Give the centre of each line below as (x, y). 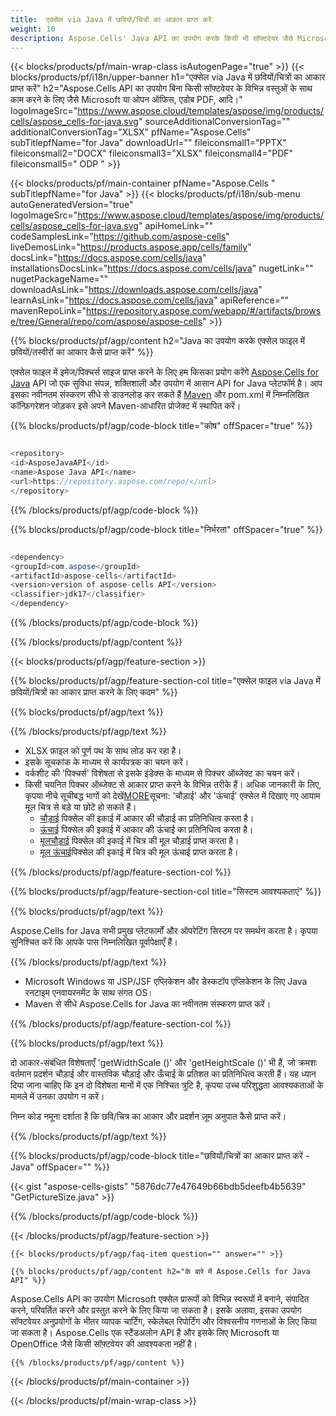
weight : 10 (33, 29)
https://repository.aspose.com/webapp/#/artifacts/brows (203, 311)
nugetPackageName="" (59, 279)
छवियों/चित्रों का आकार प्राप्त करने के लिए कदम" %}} (94, 692)
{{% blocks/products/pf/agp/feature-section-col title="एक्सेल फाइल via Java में (165, 680)
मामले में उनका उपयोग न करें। (57, 1096)
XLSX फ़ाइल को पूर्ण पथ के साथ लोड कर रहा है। (103, 750)
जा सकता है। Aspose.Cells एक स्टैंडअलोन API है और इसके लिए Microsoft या (145, 1332)
